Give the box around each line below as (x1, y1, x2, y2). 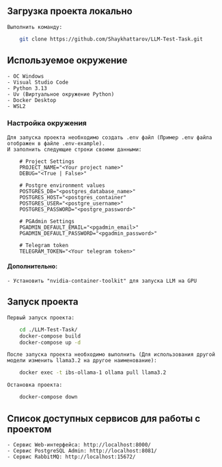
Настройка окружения (7, 118, 87, 128)
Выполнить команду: (7, 23, 63, 30)
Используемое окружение (7, 55, 128, 66)
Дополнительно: (7, 262, 58, 270)
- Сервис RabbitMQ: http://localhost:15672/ (7, 453, 136, 460)
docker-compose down (19, 394, 78, 401)
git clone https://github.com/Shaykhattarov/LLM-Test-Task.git (19, 36, 204, 42)
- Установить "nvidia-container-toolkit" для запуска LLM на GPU (7, 277, 197, 284)
